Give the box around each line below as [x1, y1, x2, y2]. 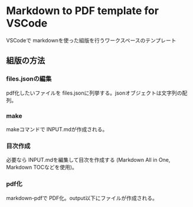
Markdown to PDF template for [6, 4, 159, 18]
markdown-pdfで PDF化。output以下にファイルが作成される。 [6, 194, 158, 201]
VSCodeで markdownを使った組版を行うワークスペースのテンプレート [6, 36, 176, 44]
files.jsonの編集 [6, 75, 52, 83]
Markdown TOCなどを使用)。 [6, 163, 78, 171]
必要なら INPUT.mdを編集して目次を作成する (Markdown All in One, [6, 156, 171, 163]
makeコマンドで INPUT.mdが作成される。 [6, 125, 108, 133]
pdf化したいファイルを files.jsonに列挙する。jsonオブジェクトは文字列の [6, 89, 182, 96]
